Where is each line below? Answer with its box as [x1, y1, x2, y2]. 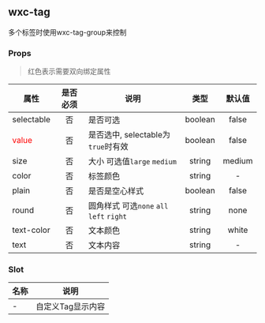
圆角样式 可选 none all [88, 201, 169, 212]
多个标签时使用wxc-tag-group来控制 [8, 27, 127, 37]
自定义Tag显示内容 [35, 301, 105, 312]
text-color [12, 224, 50, 235]
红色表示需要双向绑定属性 [27, 66, 111, 77]
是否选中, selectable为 [88, 130, 171, 141]
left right [88, 212, 128, 221]
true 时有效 [88, 141, 129, 152]
